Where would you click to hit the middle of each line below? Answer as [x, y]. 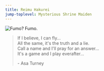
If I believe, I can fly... [39, 38]
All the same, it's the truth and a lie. [53, 43]
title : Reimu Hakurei [27, 10]
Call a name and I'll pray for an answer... [58, 48]
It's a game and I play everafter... [51, 53]
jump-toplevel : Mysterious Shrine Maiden [49, 14]
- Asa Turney [30, 63]
